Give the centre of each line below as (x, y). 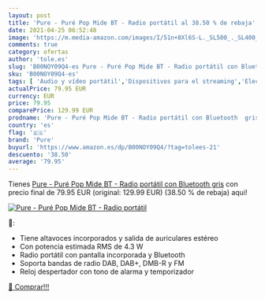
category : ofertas (38, 52)
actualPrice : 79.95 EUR (47, 89)
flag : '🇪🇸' (28, 132)
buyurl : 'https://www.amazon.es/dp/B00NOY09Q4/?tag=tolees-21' (114, 147)
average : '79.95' (37, 162)
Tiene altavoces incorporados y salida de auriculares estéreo (119, 238)
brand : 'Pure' (32, 140)
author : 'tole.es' (38, 60)
